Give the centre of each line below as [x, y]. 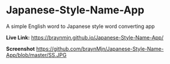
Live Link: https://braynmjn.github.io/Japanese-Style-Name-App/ [85, 37]
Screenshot [20, 49]
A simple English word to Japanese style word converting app [80, 26]
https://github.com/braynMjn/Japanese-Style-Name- [100, 49]
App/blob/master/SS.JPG [37, 55]
